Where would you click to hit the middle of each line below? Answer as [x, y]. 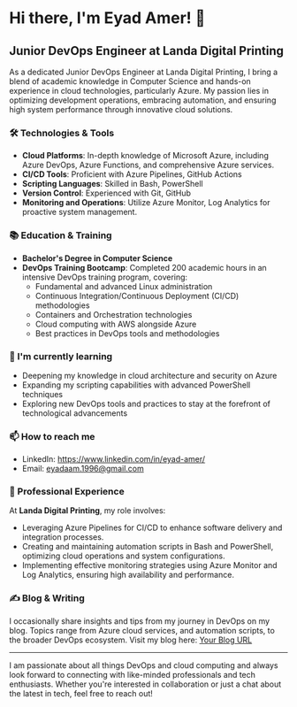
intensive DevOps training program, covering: [105, 277]
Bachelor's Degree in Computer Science [97, 258]
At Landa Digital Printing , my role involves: [88, 511]
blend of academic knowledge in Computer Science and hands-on [130, 81]
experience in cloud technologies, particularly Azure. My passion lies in [139, 91]
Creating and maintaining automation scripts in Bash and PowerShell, [148, 547]
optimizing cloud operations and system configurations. [123, 556]
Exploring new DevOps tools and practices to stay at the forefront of [146, 403]
